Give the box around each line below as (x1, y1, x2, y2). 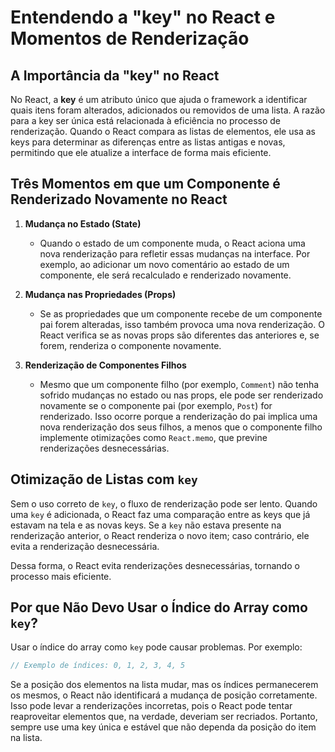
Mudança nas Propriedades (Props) (24, 288, 177, 300)
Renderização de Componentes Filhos (24, 359, 187, 371)
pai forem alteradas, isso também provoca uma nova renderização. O (39, 318, 325, 330)
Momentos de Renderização (10, 27, 250, 50)
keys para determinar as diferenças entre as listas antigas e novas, (10, 136, 286, 148)
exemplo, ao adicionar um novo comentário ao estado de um (39, 258, 290, 270)
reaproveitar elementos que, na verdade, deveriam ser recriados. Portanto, (10, 711, 318, 723)
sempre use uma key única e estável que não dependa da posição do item (10, 721, 317, 733)
